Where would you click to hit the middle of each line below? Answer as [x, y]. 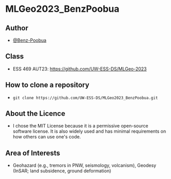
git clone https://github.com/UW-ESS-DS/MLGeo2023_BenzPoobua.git [85, 98]
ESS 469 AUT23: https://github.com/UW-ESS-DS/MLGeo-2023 [80, 69]
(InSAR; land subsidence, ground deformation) [62, 171]
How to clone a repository [47, 85]
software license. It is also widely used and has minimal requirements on [89, 131]
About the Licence [35, 114]
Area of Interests [33, 153]
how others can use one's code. [47, 137]
